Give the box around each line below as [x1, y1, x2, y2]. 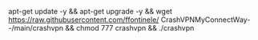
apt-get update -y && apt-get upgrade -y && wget [8, 7, 172, 16]
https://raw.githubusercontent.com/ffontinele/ [8, 15, 159, 24]
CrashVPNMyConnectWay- [160, 15, 251, 24]
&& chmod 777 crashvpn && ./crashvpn [65, 24, 195, 32]
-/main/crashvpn [8, 24, 64, 32]
